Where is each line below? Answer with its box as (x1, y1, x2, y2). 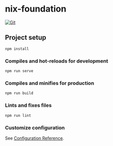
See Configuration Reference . (5, 135, 64, 141)
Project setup (5, 33, 47, 42)
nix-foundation (5, 3, 67, 15)
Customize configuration (5, 124, 65, 131)
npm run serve (5, 69, 34, 74)
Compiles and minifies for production (5, 80, 94, 86)
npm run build (5, 91, 34, 96)
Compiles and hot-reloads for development (5, 57, 109, 64)
